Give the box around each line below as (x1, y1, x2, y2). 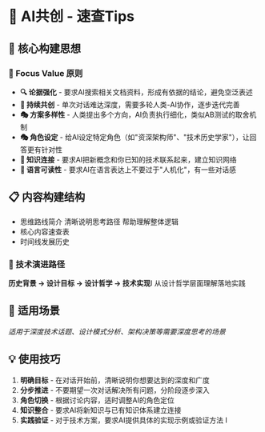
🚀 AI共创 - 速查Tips (8, 7, 135, 26)
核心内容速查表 (19, 226, 70, 236)
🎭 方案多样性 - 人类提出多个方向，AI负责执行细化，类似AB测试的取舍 (19, 110, 250, 119)
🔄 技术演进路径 (8, 258, 66, 270)
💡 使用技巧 (8, 353, 61, 366)
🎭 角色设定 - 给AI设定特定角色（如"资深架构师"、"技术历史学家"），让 (19, 132, 250, 142)
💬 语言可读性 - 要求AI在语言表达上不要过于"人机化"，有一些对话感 (19, 165, 237, 174)
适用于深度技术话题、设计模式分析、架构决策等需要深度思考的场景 (8, 326, 226, 336)
